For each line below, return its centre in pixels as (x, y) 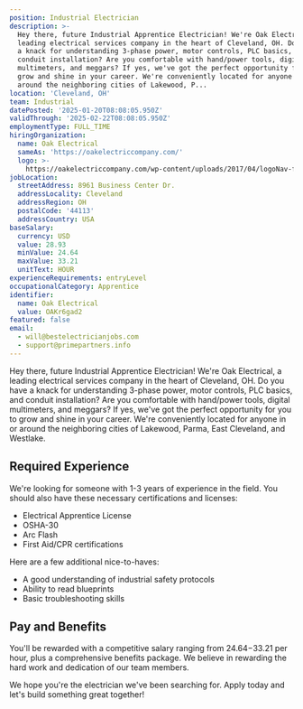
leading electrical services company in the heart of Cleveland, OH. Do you (147, 380)
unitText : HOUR (46, 270)
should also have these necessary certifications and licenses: (124, 498)
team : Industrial (42, 102)
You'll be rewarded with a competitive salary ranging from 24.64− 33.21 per (149, 648)
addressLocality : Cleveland (70, 194)
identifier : (32, 294)
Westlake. (28, 438)
